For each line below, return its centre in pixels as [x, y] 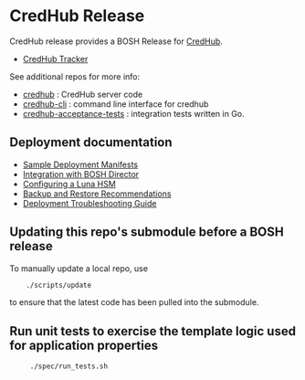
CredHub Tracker [55, 58]
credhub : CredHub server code [83, 94]
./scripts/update [59, 285]
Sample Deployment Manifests [80, 164]
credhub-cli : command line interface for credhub [116, 104]
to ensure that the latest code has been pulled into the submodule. [134, 302]
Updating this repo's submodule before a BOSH [147, 232]
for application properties [84, 345]
